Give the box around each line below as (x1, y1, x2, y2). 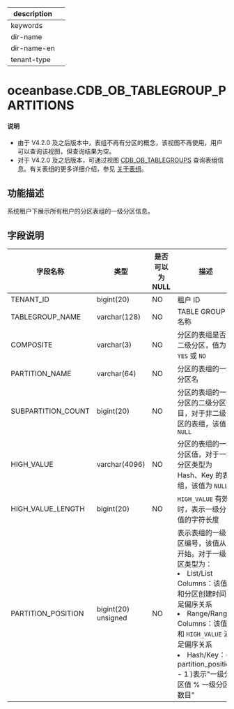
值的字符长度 (177, 515, 219, 525)
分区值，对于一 (177, 449, 226, 459)
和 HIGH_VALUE (177, 629, 222, 639)
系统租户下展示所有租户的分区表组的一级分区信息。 (7, 207, 154, 216)
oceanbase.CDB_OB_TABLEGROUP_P (7, 83, 226, 98)
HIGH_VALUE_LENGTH (10, 504, 85, 514)
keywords (10, 21, 43, 30)
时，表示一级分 (177, 505, 226, 514)
